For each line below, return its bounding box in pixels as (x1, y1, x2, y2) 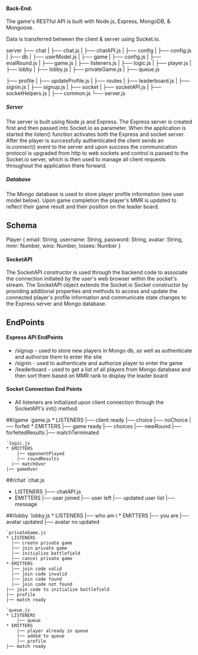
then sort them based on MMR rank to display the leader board (14, 372, 168, 379)
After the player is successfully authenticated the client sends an (6, 137, 164, 144)
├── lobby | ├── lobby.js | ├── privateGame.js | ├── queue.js (6, 66, 160, 73)
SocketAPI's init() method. (14, 405, 79, 412)
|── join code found (11, 576, 62, 582)
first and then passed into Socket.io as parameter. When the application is (6, 125, 186, 132)
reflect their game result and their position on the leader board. (6, 203, 160, 210)
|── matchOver (11, 461, 46, 467)
